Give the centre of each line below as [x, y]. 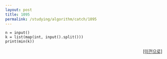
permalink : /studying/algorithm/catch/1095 [51, 19]
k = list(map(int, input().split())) [44, 37]
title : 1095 [17, 14]
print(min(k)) [20, 41]
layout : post [19, 10]
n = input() [17, 33]
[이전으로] [153, 51]
